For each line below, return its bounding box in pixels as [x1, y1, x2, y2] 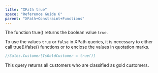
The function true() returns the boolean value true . [5, 30, 108, 36]
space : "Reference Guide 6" [5, 12, 63, 17]
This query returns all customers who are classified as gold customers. [5, 62, 149, 68]
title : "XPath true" [5, 7, 48, 12]
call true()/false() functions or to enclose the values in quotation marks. [5, 44, 150, 50]
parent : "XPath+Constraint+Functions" [5, 16, 85, 21]
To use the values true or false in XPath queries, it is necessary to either [5, 39, 153, 45]
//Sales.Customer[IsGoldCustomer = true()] [5, 54, 96, 58]
